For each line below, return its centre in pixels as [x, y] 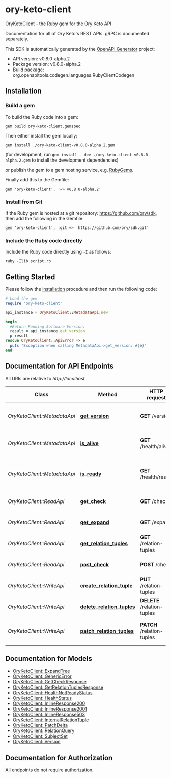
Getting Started [30, 277]
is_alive [90, 443]
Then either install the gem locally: [41, 135]
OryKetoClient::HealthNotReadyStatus [52, 693]
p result [19, 336]
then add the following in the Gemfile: [45, 218]
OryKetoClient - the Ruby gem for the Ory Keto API [59, 24]
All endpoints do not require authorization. [49, 770]
